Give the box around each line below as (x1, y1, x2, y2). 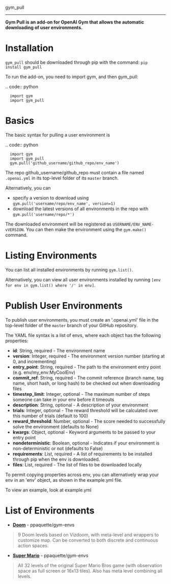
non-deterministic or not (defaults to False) (12, 445, 103, 452)
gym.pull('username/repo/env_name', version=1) (12, 201, 116, 206)
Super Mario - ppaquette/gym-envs (12, 552, 89, 558)
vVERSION (5, 227, 24, 232)
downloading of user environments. (5, 25, 83, 30)
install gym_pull (5, 64, 42, 70)
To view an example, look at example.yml (5, 487, 92, 493)
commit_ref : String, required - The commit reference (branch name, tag (12, 374, 164, 380)
